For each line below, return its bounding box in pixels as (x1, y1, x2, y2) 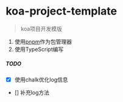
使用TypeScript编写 (14, 46, 64, 53)
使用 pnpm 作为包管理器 (14, 38, 72, 45)
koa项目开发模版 (20, 25, 62, 32)
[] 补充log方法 (14, 89, 50, 96)
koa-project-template (5, 4, 117, 18)
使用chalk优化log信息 (14, 76, 68, 83)
